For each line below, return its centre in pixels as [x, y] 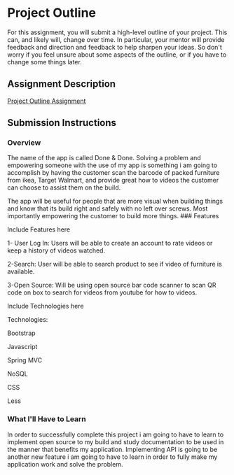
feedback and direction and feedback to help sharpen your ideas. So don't [115, 47]
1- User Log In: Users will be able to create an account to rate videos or [110, 243]
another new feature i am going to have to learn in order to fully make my [112, 457]
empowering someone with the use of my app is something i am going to [112, 165]
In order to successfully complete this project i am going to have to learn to [116, 434]
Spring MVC [25, 360]
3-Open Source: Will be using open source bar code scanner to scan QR [112, 285]
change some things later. [44, 62]
